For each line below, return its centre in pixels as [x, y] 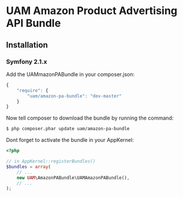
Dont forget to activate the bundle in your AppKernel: [70, 140]
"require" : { [33, 90]
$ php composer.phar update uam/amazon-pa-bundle [68, 129]
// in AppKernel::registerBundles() [51, 161]
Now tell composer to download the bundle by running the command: [90, 118]
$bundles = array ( [28, 167]
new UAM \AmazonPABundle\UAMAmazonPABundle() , [73, 178]
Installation [27, 45]
